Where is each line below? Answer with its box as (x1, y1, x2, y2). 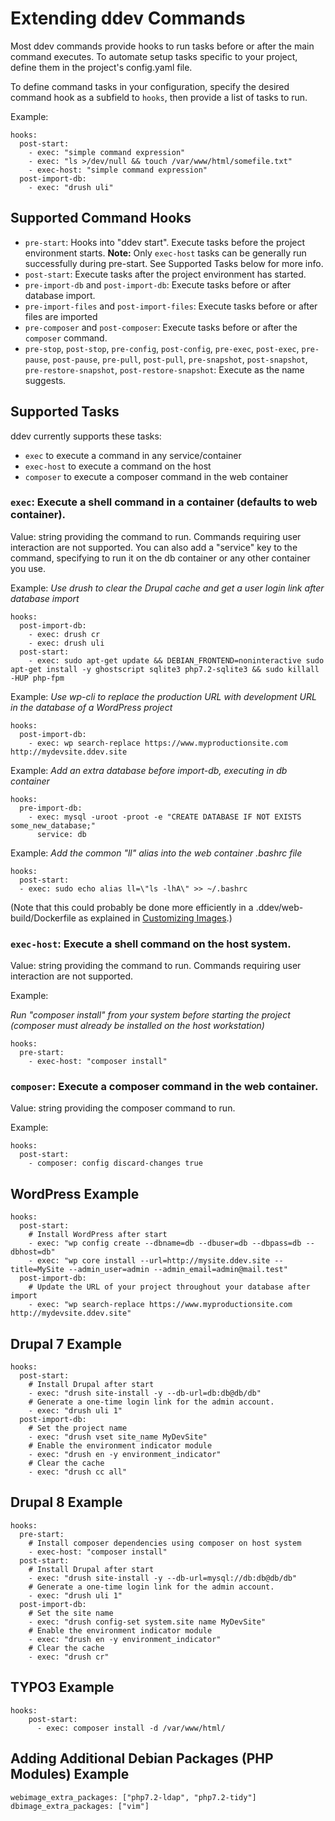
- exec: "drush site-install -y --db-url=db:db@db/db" (28, 1388, 262, 1399)
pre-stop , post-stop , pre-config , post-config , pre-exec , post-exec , (24, 342, 300, 354)
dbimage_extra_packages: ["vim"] (10, 1801, 150, 1811)
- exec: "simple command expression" (28, 147, 186, 157)
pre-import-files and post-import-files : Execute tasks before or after (24, 300, 318, 312)
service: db (36, 829, 87, 839)
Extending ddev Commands (10, 7, 246, 30)
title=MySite (10, 1265, 65, 1275)
